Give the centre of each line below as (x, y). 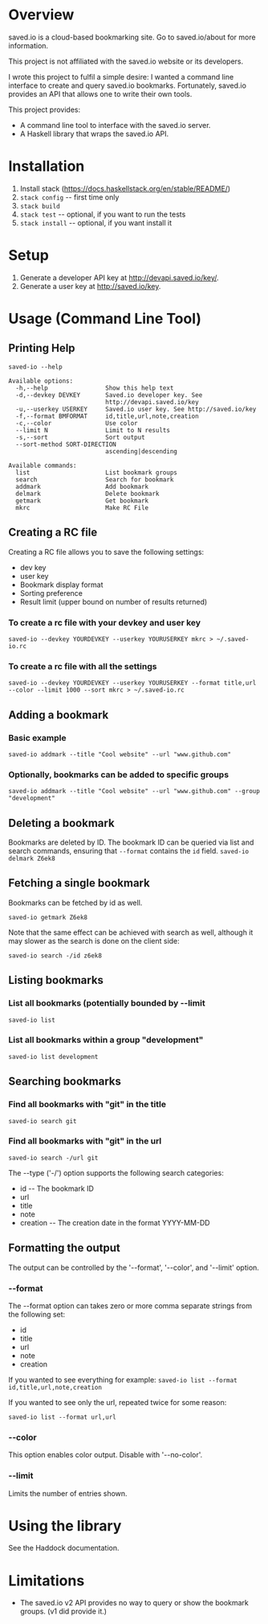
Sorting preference (51, 593)
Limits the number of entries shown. (68, 1493)
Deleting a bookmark (61, 823)
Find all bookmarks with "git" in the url (85, 1141)
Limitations (47, 1581)
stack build (40, 206)
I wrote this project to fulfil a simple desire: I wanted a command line (121, 76)
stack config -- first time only (69, 197)
